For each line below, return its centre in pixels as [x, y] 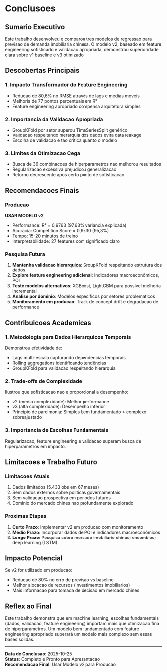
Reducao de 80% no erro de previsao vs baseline [63, 580]
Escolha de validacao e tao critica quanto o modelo [65, 140]
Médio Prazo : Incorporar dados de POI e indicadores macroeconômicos [86, 532]
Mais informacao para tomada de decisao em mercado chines [76, 590]
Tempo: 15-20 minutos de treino [45, 236]
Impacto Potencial [34, 558]
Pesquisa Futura [25, 254]
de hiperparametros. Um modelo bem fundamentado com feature [72, 629]
